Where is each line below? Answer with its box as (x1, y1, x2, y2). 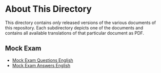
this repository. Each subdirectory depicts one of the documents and (5, 24, 143, 30)
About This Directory (5, 3, 92, 15)
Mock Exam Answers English (12, 62, 71, 68)
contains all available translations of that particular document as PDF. (5, 30, 144, 36)
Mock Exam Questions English (12, 57, 73, 63)
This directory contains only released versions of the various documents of (5, 20, 156, 25)
